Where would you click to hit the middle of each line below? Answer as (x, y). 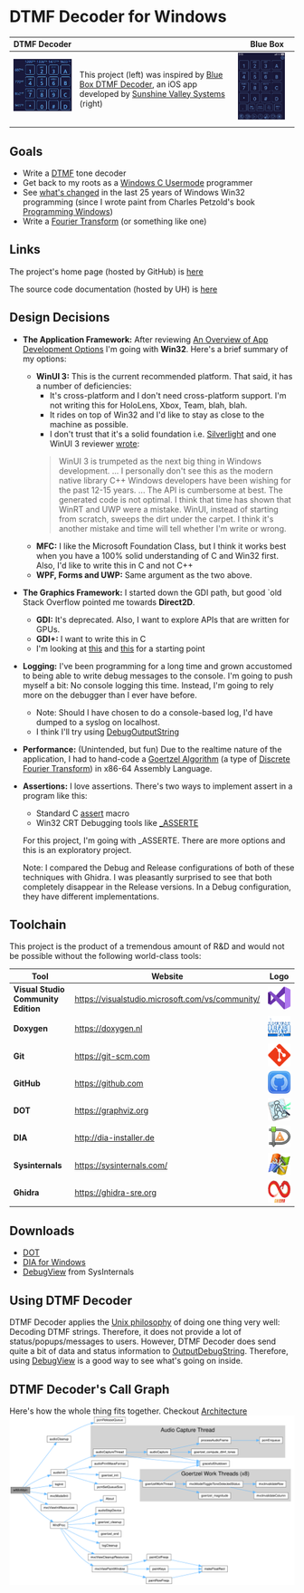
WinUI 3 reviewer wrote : (95, 443)
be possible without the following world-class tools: (105, 956)
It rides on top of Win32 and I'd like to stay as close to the (157, 415)
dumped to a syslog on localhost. (98, 722)
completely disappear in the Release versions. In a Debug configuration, (157, 887)
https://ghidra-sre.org (115, 1192)
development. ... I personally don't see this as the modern (166, 470)
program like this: (55, 795)
